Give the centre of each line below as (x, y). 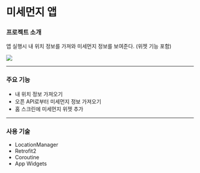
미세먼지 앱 (32, 12)
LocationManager (36, 145)
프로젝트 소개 (24, 32)
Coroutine (27, 158)
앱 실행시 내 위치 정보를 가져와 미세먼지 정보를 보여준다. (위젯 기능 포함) (89, 46)
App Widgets (31, 163)
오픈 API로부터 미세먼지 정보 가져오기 (58, 101)
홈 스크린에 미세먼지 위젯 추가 (49, 109)
